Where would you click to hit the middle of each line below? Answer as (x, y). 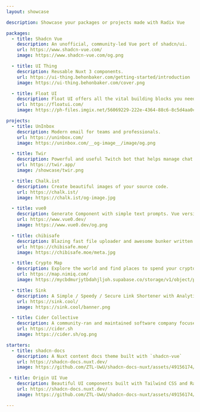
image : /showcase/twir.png (50, 170)
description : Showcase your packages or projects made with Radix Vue (96, 22)
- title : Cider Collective (45, 318)
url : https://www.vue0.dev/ (51, 220)
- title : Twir (29, 154)
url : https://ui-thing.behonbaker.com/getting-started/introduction (104, 77)
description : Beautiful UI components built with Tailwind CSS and (102, 384)
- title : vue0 (29, 208)
